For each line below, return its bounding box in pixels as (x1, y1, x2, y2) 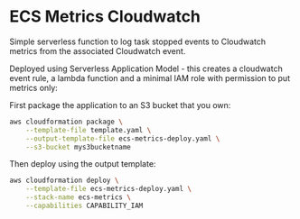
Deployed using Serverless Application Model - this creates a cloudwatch (9, 63, 283, 74)
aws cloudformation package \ (9, 117, 124, 126)
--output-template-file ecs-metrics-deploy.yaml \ (25, 133, 220, 143)
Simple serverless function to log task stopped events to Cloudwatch (9, 36, 267, 47)
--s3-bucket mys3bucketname (25, 142, 131, 151)
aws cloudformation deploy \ (9, 176, 119, 186)
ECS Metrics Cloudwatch (9, 6, 202, 27)
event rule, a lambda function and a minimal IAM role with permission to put (9, 72, 291, 83)
